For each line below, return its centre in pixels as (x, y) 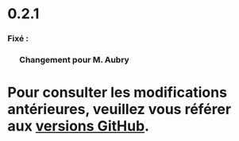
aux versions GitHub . (79, 126)
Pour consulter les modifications (118, 93)
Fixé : (18, 39)
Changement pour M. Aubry (74, 60)
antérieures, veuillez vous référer (119, 110)
